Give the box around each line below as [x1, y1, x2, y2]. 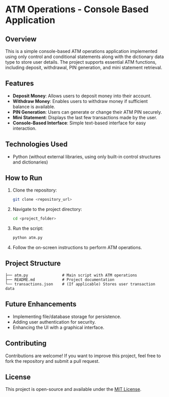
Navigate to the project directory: [12, 206, 82, 213]
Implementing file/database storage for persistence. [12, 313, 122, 320]
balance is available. [12, 103, 55, 110]
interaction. [12, 125, 37, 131]
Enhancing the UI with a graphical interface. [12, 324, 105, 330]
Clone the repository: [12, 187, 57, 193]
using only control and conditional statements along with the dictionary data [5, 54, 164, 60]
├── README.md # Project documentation [5, 277, 115, 282]
